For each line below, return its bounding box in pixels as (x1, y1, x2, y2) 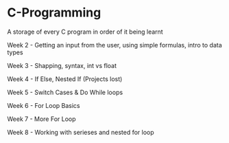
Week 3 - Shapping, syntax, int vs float (7, 61, 117, 69)
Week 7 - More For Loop (7, 115, 77, 123)
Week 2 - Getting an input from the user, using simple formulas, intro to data (7, 41, 223, 49)
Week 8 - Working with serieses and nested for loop (7, 128, 154, 136)
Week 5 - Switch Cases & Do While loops (7, 88, 123, 96)
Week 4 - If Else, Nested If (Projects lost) (7, 74, 123, 83)
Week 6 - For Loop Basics (7, 101, 80, 109)
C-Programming (7, 5, 101, 21)
